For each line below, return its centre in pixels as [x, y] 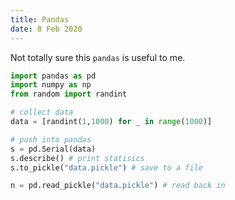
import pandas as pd [53, 76]
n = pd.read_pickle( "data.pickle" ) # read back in [118, 186]
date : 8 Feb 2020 [46, 29]
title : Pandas [40, 19]
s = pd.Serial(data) [53, 149]
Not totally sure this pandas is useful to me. [98, 57]
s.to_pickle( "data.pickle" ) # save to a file [106, 167]
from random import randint [69, 94]
